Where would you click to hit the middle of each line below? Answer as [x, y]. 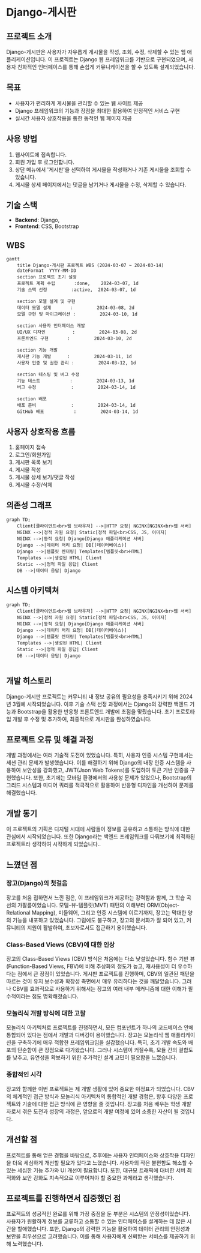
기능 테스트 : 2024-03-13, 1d [76, 381]
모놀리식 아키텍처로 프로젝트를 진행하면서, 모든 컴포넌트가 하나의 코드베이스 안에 [100, 1027]
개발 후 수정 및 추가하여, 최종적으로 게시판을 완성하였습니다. [82, 719]
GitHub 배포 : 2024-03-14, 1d [78, 412]
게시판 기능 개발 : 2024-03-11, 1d [74, 357]
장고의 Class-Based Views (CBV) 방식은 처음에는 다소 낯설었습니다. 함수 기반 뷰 [100, 959]
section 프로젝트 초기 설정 [47, 277]
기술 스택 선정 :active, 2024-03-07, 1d [76, 290]
